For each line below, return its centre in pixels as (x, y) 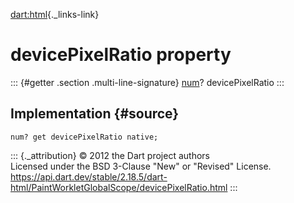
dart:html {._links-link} (55, 14)
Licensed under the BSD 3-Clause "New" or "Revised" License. (141, 166)
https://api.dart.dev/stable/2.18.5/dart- (89, 176)
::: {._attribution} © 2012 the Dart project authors (110, 155)
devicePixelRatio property (121, 55)
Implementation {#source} (95, 114)
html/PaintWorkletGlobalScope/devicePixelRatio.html (119, 187)
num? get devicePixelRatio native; (84, 137)
